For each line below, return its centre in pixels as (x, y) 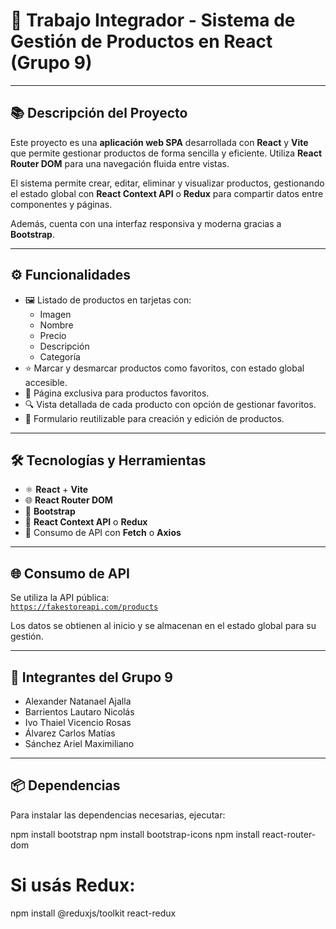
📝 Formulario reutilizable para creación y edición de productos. (154, 418)
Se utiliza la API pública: (60, 598)
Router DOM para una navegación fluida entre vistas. (120, 163)
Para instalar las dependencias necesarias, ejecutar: (118, 815)
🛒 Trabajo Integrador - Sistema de (153, 20)
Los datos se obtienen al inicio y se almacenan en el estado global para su (163, 626)
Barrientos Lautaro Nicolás (79, 712)
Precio (53, 335)
